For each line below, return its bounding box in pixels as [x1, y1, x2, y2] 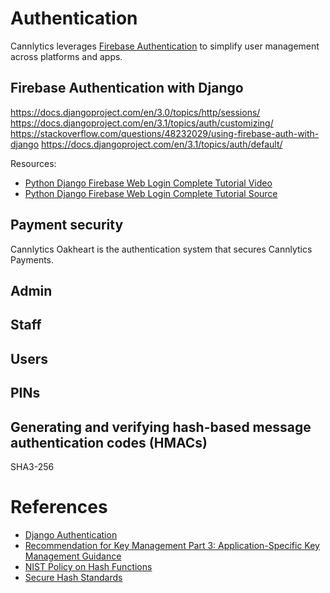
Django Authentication [24, 528, 118, 541]
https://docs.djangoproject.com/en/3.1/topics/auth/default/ [41, 138, 283, 150]
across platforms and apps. [10, 50, 123, 62]
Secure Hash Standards [24, 571, 123, 583]
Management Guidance [24, 550, 122, 562]
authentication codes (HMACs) [10, 434, 208, 451]
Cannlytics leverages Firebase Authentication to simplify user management [10, 40, 320, 52]
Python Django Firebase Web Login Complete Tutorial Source [24, 187, 278, 199]
